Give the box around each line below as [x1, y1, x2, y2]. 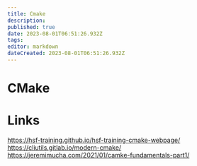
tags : [7, 37, 23, 44]
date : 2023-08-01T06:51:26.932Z [7, 30, 103, 37]
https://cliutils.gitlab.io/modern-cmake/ [7, 143, 122, 152]
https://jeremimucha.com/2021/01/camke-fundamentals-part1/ [7, 151, 190, 159]
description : [7, 17, 46, 24]
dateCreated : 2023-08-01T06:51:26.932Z [7, 50, 125, 57]
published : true [7, 23, 55, 30]
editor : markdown [7, 43, 59, 50]
